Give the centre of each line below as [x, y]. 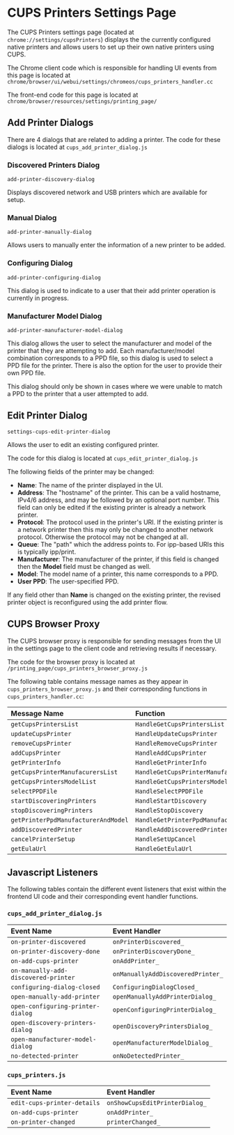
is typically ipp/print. [47, 551]
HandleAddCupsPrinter [171, 753]
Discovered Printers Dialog [54, 165]
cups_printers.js [37, 1075]
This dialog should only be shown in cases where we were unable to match [115, 386]
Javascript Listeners [53, 872]
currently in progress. [38, 298]
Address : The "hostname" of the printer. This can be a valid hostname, [119, 492]
